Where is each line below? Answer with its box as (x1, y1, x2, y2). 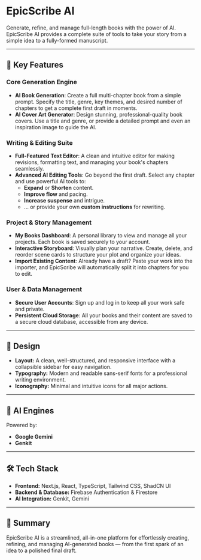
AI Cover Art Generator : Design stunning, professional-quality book (14, 111, 182, 118)
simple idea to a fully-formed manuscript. (6, 37, 108, 44)
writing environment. (14, 376, 66, 383)
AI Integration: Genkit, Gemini (14, 495, 90, 502)
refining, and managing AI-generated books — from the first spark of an (6, 540, 184, 547)
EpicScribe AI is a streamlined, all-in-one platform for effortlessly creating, (6, 534, 190, 541)
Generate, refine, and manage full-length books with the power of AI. (6, 24, 176, 31)
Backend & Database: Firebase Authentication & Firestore (14, 488, 158, 496)
